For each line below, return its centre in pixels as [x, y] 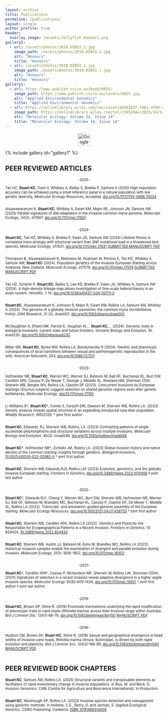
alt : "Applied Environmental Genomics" [56, 98]
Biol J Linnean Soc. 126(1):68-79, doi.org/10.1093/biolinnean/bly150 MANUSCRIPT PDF [76, 615]
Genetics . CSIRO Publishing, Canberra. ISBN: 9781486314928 [56, 710]
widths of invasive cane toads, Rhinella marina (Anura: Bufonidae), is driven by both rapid [79, 640]
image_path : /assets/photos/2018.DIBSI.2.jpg [62, 52]
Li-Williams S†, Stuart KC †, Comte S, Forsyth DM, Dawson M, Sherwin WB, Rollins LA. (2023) [82, 406]
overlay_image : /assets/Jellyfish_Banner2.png [59, 38]
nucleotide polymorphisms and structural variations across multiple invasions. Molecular [78, 431]
